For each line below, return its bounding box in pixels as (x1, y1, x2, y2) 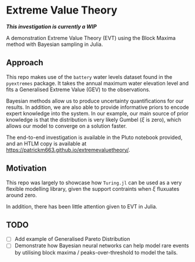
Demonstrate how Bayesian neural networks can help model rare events (14, 242, 189, 249)
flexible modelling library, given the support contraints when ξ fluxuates (6, 185, 180, 192)
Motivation (6, 163, 47, 174)
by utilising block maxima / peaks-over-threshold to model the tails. (14, 248, 178, 256)
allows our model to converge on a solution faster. (6, 122, 127, 130)
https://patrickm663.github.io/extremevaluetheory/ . (6, 146, 130, 153)
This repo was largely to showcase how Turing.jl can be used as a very (6, 179, 182, 186)
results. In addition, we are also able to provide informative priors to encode (6, 104, 189, 111)
